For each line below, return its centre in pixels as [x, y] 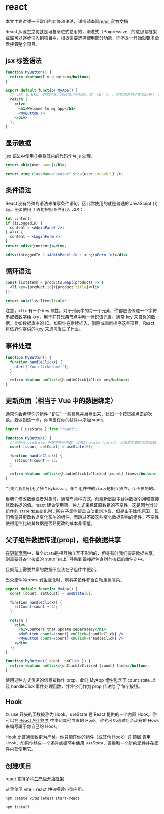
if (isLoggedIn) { [24, 223]
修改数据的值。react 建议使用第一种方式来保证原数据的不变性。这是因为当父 [82, 505]
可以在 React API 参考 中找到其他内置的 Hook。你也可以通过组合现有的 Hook [82, 721]
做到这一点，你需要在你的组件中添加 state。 [62, 419]
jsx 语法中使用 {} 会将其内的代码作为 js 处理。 [50, 156]
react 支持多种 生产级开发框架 [35, 779]
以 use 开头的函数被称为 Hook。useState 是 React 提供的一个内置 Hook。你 [81, 714]
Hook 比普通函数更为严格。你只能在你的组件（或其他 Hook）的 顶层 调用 [78, 737]
